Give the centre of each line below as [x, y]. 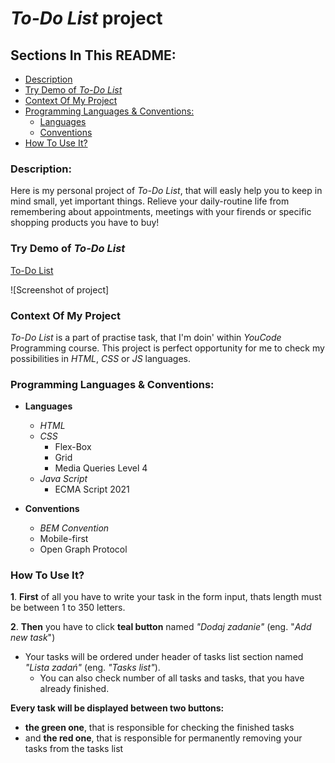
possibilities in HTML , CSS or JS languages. [101, 358]
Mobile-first [64, 539]
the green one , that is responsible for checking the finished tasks [159, 728]
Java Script [63, 479]
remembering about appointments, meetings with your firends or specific [161, 212]
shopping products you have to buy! [85, 223]
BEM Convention [74, 528]
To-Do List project [86, 18]
